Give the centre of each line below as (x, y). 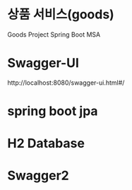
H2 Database (46, 144)
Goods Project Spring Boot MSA (54, 34)
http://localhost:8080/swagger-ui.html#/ (66, 83)
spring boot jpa (53, 111)
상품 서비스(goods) (61, 14)
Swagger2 (38, 176)
